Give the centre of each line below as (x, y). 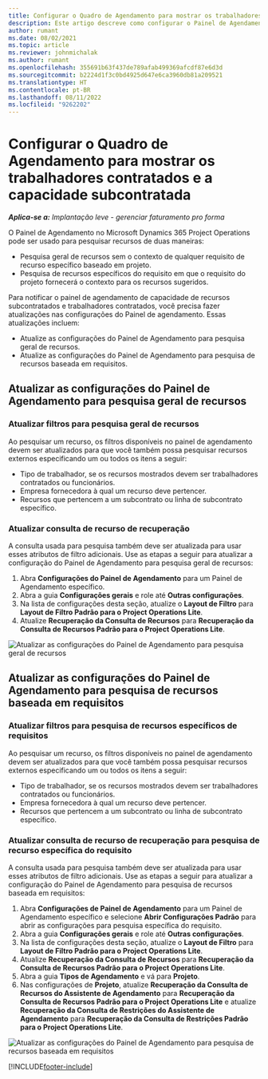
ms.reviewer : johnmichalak (53, 53)
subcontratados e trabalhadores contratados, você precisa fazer (114, 306)
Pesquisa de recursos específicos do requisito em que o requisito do (132, 274)
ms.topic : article (39, 45)
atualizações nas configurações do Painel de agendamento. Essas (117, 314)
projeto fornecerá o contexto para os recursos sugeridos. (114, 282)
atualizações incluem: (44, 323)
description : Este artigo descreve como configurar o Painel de (117, 23)
